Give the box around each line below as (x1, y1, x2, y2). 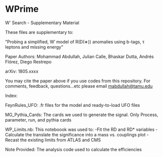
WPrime (5, 3, 39, 15)
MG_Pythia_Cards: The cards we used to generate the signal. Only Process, (5, 112, 159, 118)
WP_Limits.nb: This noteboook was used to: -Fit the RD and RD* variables (5, 126, 155, 132)
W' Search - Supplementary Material (5, 20, 80, 26)
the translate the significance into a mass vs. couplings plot (25, 131, 146, 137)
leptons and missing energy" (5, 44, 64, 50)
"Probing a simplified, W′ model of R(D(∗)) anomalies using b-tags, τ (5, 38, 145, 45)
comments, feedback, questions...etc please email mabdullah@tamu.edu (5, 83, 153, 89)
